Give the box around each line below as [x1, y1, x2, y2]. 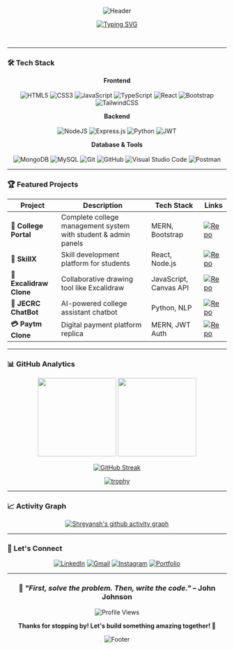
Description [83, 200, 123, 210]
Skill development [61, 250, 120, 259]
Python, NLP [150, 303, 192, 312]
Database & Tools [91, 140, 143, 149]
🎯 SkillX [10, 254, 37, 264]
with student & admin [61, 229, 130, 239]
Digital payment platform [61, 320, 142, 330]
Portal [10, 229, 31, 239]
